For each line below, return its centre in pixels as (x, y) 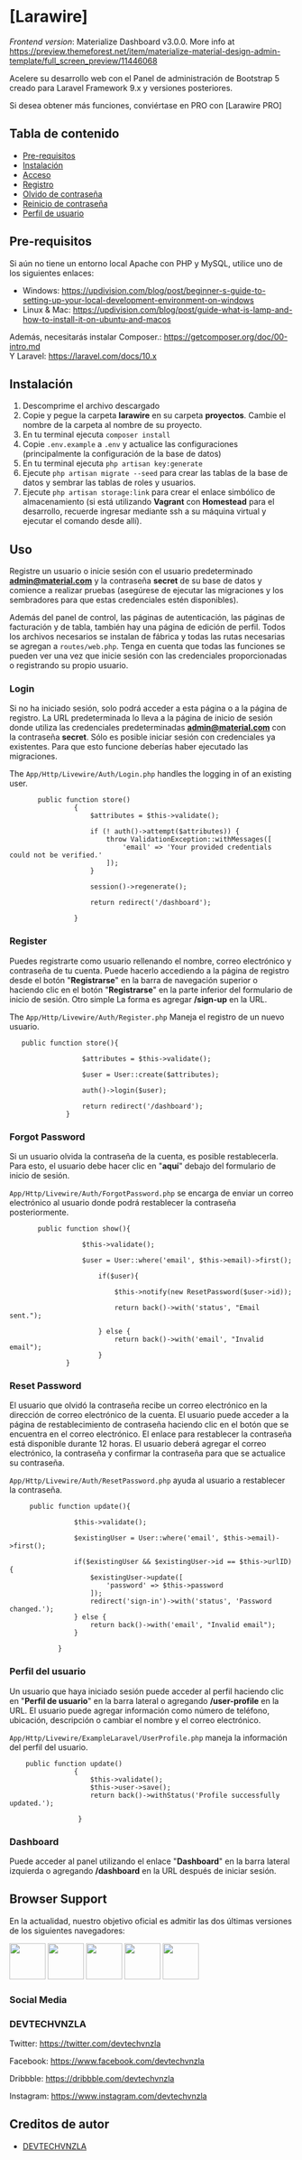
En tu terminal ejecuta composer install (96, 434)
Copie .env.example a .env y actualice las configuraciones (130, 444)
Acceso (37, 174)
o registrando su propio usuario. (69, 666)
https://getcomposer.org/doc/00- (226, 337)
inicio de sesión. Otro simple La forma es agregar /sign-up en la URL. (138, 999)
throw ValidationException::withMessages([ (189, 840)
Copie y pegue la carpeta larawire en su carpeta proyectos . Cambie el (154, 415)
